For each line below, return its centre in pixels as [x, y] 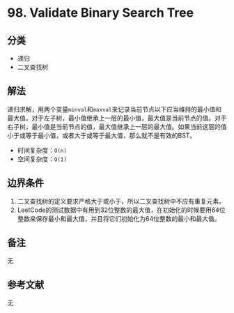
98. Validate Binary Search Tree [100, 13]
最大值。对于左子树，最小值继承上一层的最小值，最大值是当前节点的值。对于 [117, 118]
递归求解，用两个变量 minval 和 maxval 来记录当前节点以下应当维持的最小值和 [114, 109]
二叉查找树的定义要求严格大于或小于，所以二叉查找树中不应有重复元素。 [121, 201]
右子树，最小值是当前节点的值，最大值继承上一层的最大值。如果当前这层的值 [117, 126]
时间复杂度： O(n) [42, 150]
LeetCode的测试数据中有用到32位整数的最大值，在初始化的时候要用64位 [121, 210]
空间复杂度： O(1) [42, 159]
